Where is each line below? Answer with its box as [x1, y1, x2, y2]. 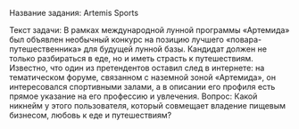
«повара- [226, 35, 262, 44]
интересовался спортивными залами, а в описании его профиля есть [9, 82, 276, 92]
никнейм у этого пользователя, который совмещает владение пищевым [9, 101, 287, 110]
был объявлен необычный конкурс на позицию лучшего [9, 35, 225, 44]
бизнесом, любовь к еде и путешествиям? [9, 110, 172, 120]
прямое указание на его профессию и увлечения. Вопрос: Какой [9, 91, 258, 101]
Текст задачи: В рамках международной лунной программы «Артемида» [9, 25, 290, 35]
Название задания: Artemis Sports [9, 8, 139, 18]
